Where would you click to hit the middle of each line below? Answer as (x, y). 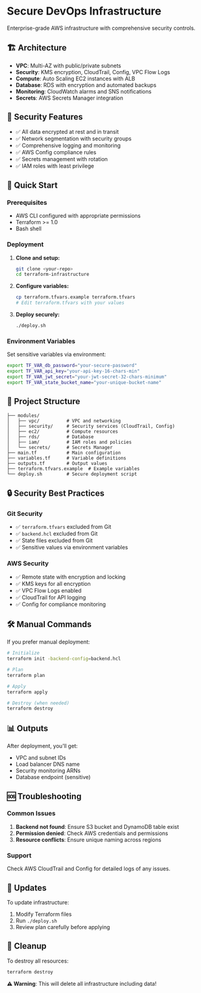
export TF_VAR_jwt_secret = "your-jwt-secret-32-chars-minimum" (87, 377)
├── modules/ (23, 415)
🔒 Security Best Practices (56, 493)
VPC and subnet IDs (41, 758)
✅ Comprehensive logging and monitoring (68, 145)
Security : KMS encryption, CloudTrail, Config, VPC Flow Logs (93, 72)
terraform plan (26, 675)
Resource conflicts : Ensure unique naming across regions (88, 839)
